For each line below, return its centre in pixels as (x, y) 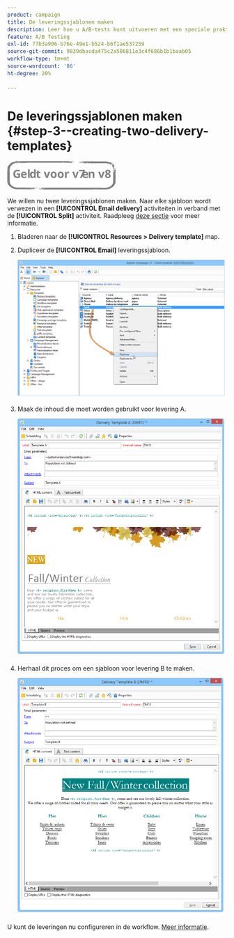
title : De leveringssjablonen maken (60, 22)
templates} (40, 146)
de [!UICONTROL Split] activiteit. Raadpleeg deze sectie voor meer (104, 216)
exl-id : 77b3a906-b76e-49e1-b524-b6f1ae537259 (76, 44)
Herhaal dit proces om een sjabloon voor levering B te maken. (106, 669)
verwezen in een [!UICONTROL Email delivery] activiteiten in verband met (114, 208)
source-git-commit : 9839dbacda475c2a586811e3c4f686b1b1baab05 (99, 52)
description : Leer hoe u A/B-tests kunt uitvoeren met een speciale (109, 29)
